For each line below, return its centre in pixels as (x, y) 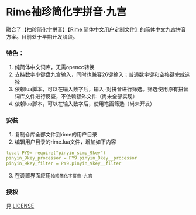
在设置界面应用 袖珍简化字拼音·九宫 (53, 176)
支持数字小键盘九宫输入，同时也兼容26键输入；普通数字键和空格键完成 (100, 74)
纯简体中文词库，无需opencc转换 (54, 67)
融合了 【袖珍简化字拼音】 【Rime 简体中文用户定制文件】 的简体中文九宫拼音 (96, 29)
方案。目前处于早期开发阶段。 (42, 36)
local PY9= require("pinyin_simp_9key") (56, 153)
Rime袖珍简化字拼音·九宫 (66, 12)
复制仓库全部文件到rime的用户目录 (56, 134)
